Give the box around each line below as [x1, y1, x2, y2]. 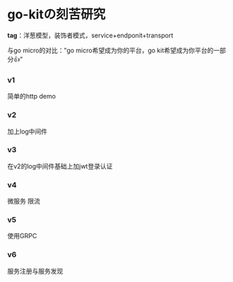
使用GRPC [7, 232, 37, 240]
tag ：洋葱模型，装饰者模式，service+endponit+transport [7, 31, 174, 39]
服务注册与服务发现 [7, 266, 64, 275]
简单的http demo [7, 92, 56, 101]
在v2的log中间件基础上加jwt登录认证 [7, 161, 113, 170]
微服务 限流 [7, 197, 40, 205]
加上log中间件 [7, 127, 48, 135]
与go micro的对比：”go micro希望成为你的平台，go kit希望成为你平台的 [7, 46, 214, 54]
